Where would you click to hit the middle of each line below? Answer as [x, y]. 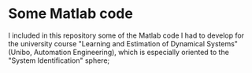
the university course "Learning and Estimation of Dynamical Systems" [123, 43]
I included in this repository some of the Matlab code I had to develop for [126, 35]
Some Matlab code [71, 14]
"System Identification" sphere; [59, 60]
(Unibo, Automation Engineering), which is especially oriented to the [119, 52]
